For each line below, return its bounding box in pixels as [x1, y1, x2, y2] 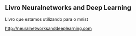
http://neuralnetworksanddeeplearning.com [5, 26, 92, 31]
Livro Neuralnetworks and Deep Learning [5, 4, 132, 12]
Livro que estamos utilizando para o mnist [5, 16, 88, 22]
